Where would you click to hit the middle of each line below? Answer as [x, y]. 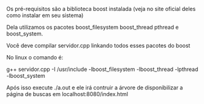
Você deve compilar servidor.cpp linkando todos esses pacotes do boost [98, 46]
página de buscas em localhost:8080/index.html [67, 94]
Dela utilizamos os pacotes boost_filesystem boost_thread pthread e [93, 27]
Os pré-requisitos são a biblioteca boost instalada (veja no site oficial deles [101, 9]
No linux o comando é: [35, 57]
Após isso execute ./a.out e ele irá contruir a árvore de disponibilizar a [95, 87]
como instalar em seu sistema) [45, 15]
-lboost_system [26, 76]
